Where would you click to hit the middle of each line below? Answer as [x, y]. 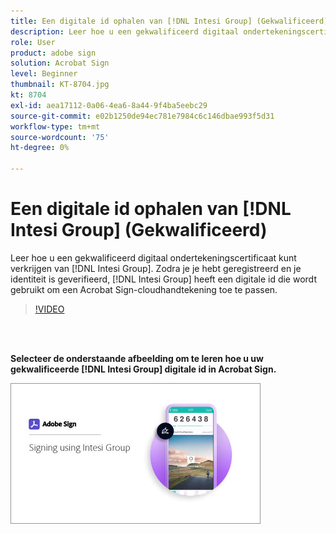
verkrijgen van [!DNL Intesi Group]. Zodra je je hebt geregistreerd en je [156, 268]
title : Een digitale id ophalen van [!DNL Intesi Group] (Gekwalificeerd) [169, 21]
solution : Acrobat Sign [60, 63]
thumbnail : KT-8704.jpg [60, 85]
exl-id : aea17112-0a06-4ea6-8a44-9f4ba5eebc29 [109, 105]
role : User [33, 42]
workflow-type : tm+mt [55, 126]
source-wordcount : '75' [60, 137]
